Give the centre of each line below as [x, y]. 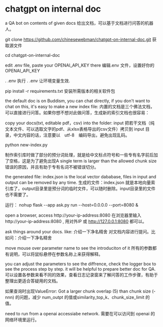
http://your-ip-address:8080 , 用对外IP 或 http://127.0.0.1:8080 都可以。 [76, 221]
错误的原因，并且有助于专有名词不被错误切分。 [52, 167]
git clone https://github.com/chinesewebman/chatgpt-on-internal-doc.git [78, 39]
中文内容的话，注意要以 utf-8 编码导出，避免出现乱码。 [72, 135]
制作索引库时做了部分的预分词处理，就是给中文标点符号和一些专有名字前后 [79, 155]
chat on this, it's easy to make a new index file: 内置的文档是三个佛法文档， [80, 106]
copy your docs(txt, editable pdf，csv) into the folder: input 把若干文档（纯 [80, 123]
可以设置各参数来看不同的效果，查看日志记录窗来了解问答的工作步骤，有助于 [81, 275]
